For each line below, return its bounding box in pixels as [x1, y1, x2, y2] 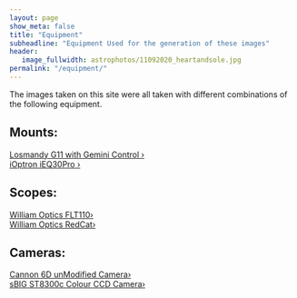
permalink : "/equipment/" [9, 65, 107, 74]
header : [9, 47, 39, 56]
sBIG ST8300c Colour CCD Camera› [9, 279, 145, 290]
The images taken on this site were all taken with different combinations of [9, 88, 288, 100]
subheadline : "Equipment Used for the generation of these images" [9, 38, 271, 48]
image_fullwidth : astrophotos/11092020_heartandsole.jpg [21, 55, 243, 65]
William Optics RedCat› [9, 219, 96, 230]
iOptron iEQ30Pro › [9, 158, 81, 169]
